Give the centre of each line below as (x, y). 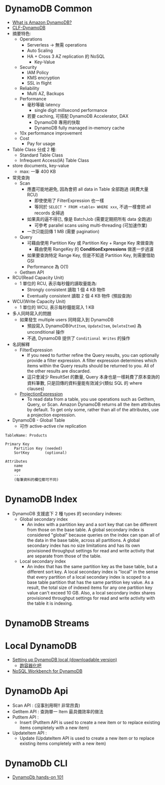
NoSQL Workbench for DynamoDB (47, 671)
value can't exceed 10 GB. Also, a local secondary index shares (91, 592)
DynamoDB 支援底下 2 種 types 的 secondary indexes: (67, 513)
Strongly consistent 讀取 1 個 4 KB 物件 (66, 290)
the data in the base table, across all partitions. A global (83, 540)
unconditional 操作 (46, 332)
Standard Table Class (41, 155)
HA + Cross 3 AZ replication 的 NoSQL (66, 56)
